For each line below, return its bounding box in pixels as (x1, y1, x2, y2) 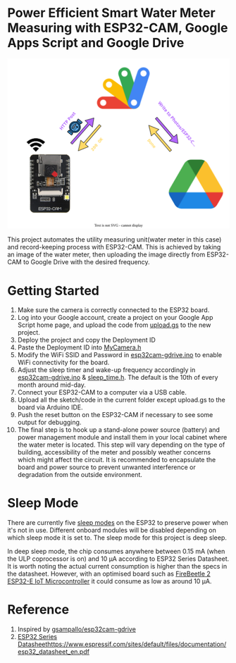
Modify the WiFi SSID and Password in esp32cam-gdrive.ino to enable (17, 351, 223, 359)
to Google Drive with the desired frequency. (23, 258, 150, 266)
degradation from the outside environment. (17, 471, 143, 479)
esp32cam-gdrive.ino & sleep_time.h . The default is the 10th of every (17, 373, 218, 382)
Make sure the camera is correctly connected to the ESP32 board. (17, 306, 210, 314)
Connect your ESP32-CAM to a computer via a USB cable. (17, 388, 187, 397)
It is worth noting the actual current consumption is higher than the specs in (7, 562, 228, 571)
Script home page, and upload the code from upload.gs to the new (17, 321, 211, 329)
